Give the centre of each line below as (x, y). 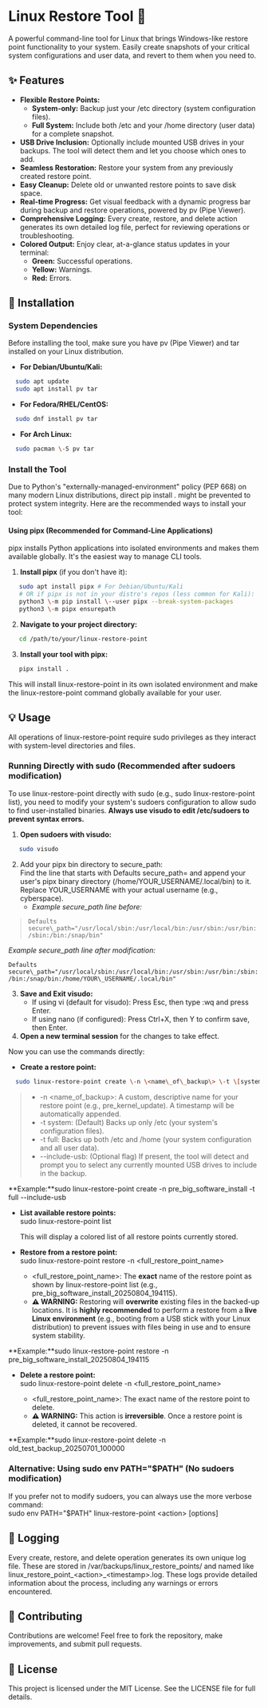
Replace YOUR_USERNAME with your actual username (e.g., (119, 890)
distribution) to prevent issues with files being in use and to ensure (141, 1327)
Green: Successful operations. (82, 261)
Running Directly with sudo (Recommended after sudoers (122, 766)
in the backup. (63, 1173)
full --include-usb (37, 1197)
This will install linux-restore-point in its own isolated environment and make (133, 684)
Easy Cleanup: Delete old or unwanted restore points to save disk (128, 184)
